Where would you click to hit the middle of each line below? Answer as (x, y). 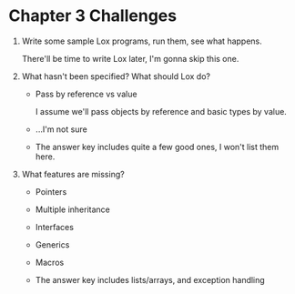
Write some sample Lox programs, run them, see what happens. (142, 41)
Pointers (51, 191)
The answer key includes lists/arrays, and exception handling (150, 279)
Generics (52, 244)
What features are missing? (73, 174)
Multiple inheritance (72, 209)
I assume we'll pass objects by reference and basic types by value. (161, 111)
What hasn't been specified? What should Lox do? (116, 76)
